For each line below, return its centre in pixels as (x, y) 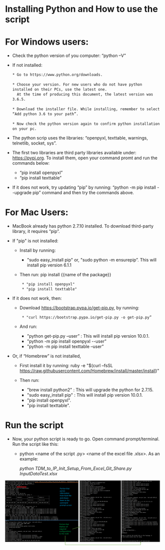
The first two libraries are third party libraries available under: (74, 153)
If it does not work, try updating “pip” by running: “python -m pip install (84, 187)
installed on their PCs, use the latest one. (59, 89)
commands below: (31, 163)
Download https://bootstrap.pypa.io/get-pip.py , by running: (79, 308)
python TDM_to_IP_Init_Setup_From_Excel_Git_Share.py (76, 468)
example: (29, 459)
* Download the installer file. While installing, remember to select (86, 109)
